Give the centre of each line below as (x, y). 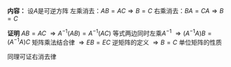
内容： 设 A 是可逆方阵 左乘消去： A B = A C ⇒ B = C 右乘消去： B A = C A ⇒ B (115, 11)
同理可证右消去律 (32, 57)
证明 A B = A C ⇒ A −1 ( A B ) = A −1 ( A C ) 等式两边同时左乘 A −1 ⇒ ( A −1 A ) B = (110, 32)
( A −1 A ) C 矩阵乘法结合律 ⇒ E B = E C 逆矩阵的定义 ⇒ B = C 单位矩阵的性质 (115, 41)
